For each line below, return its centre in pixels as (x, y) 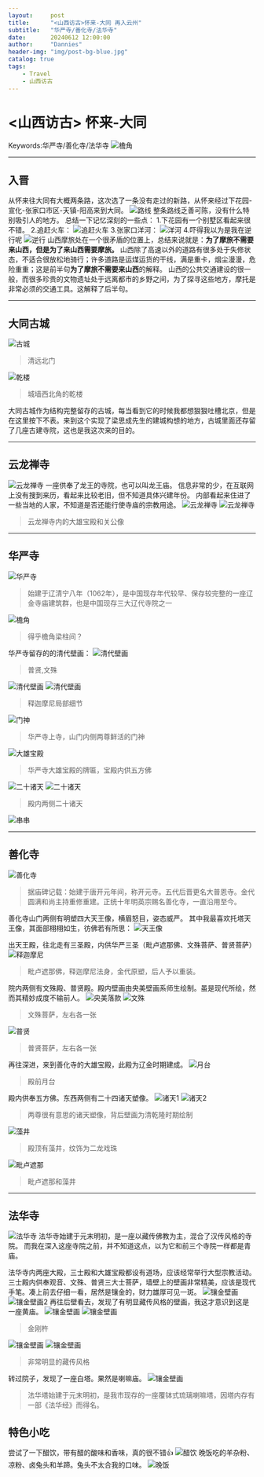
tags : (17, 67)
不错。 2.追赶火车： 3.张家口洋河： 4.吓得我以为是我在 (126, 230)
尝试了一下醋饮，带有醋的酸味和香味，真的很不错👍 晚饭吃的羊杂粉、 (131, 1453)
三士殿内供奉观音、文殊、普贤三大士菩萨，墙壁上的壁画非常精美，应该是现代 (132, 1282)
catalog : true (31, 60)
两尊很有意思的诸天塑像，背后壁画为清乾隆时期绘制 (110, 1114)
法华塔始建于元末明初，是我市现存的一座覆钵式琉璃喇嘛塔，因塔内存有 (141, 1395)
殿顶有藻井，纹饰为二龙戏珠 (72, 1148)
